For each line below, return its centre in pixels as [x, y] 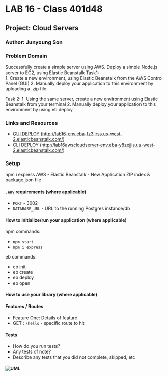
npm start [23, 242]
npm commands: [23, 231]
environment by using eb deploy [39, 109]
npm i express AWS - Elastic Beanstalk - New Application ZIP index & [78, 175]
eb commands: [21, 256]
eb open [21, 283]
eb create [23, 272]
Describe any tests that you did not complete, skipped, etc [74, 357]
